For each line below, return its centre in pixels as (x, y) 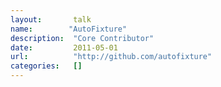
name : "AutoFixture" (69, 29)
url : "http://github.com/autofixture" (111, 57)
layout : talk (51, 19)
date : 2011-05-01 (64, 47)
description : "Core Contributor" (82, 38)
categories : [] (46, 66)
